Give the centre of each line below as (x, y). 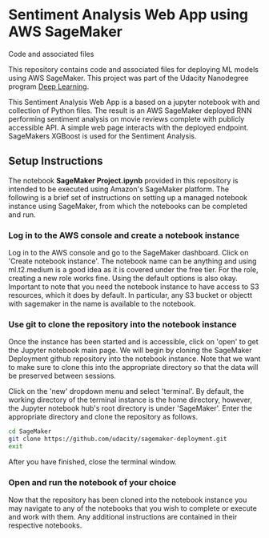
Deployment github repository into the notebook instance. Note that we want (134, 359)
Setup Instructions (56, 161)
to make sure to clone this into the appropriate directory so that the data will (133, 367)
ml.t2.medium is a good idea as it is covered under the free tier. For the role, (133, 270)
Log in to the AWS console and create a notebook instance (124, 235)
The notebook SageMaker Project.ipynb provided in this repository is (123, 180)
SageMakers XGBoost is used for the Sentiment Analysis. (102, 136)
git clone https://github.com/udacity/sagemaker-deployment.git (118, 439)
